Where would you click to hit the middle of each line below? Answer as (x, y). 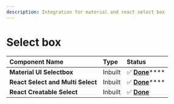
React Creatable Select (44, 92)
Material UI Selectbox (41, 72)
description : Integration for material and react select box (86, 12)
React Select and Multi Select (53, 82)
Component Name (37, 62)
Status (136, 62)
